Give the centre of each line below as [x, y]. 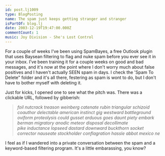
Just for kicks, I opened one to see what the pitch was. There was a [74, 92]
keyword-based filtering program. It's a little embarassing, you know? [76, 148]
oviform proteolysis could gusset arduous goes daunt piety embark [85, 117]
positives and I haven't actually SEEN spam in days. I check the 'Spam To [79, 72]
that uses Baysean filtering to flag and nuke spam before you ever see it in [81, 56]
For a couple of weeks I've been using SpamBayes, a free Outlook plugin [79, 51]
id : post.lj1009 [22, 10]
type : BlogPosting [24, 14]
